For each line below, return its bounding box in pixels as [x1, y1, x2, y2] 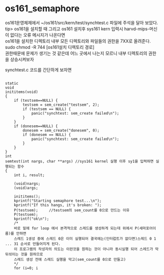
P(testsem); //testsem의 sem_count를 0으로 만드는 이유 [14, 207, 130, 213]
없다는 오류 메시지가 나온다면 [10, 32, 66, 38]
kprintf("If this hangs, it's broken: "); [14, 203, 102, 207]
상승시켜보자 [10, 56, 34, 62]
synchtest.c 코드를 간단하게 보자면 [5, 67, 72, 72]
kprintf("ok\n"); [14, 216, 49, 221]
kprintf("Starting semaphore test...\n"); [14, 198, 102, 203]
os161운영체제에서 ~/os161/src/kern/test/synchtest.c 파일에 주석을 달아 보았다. [5, 20, 158, 25]
